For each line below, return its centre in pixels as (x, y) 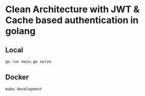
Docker (17, 77)
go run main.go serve (28, 62)
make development (24, 89)
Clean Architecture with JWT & (72, 9)
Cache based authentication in (72, 20)
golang (20, 31)
